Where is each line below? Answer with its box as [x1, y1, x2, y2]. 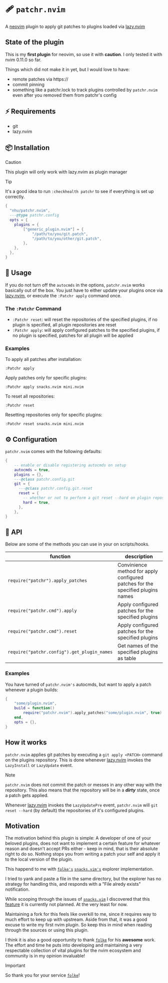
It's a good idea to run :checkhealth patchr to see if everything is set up [5, 188, 154, 194]
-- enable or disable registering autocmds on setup [14, 463, 126, 468]
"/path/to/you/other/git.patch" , [31, 236, 101, 241]
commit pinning [12, 81, 45, 87]
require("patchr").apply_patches [7, 578, 87, 583]
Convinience [117, 561, 147, 568]
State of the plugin [5, 38, 64, 47]
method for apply [117, 568, 158, 575]
